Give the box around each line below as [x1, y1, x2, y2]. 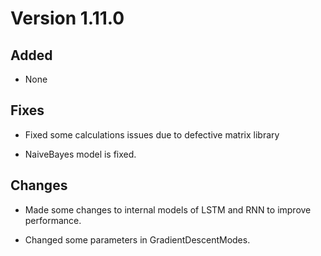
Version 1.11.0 [10, 7, 125, 30]
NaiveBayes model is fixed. [24, 148, 137, 160]
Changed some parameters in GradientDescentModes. [24, 233, 251, 246]
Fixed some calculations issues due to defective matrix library [24, 128, 280, 141]
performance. [24, 214, 82, 226]
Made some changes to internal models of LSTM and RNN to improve [24, 203, 312, 216]
